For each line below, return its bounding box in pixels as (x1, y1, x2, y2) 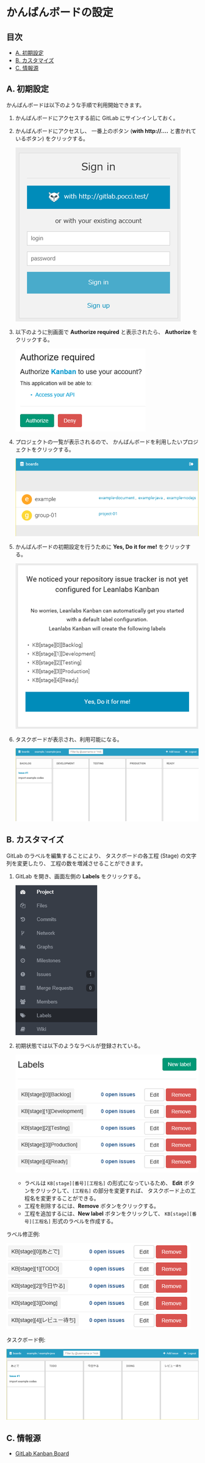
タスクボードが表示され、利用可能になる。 (15, 735, 123, 743)
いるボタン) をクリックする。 (15, 135, 88, 142)
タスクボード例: (6, 1336, 46, 1343)
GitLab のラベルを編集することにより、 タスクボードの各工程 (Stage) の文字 (6, 852, 197, 859)
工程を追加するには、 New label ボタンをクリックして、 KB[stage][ (24, 1210, 192, 1218)
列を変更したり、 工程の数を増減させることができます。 (6, 859, 146, 867)
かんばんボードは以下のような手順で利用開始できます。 (6, 101, 145, 109)
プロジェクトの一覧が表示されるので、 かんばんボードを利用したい (15, 438, 183, 446)
